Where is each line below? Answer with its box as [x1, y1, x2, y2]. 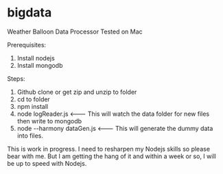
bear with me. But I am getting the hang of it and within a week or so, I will [7, 152, 216, 160]
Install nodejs [16, 53, 55, 62]
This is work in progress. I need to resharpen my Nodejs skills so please [7, 145, 211, 153]
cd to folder [16, 95, 50, 103]
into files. [16, 132, 43, 140]
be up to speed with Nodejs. [7, 159, 87, 167]
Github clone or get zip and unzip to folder [16, 88, 137, 96]
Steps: [7, 74, 25, 83]
